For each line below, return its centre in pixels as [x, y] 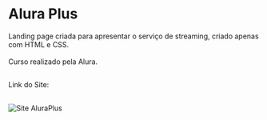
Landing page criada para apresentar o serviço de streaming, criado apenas [133, 36]
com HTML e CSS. [39, 44]
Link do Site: [29, 85]
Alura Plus [43, 14]
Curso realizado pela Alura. [53, 62]
